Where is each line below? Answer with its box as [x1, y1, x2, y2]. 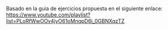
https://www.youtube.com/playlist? [6, 11, 91, 18]
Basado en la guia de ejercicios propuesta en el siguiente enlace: [6, 5, 163, 12]
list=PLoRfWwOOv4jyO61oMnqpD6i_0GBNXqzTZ [6, 18, 125, 24]
